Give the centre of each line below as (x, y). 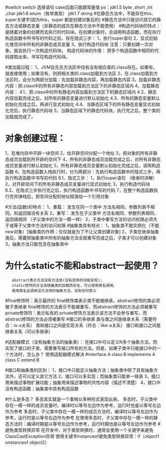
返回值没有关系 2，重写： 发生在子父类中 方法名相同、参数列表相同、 (88, 213)
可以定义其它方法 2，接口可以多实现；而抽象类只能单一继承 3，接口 (91, 376)
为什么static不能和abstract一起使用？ (82, 266)
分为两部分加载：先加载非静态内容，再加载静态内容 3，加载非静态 (93, 80)
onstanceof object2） (27, 442)
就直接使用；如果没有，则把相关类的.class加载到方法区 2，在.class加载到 (80, 73)
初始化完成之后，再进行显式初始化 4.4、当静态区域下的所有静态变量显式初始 (83, 104)
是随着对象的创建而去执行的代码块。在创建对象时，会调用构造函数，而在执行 (83, 32)
